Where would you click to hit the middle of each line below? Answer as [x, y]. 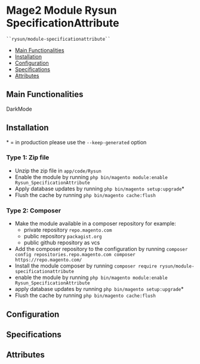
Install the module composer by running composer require [86, 266]
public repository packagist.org [63, 236]
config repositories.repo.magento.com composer [75, 255]
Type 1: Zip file [28, 157]
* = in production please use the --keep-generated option [76, 142]
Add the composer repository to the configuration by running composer [101, 249]
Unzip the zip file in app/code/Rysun [58, 171]
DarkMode [19, 109]
